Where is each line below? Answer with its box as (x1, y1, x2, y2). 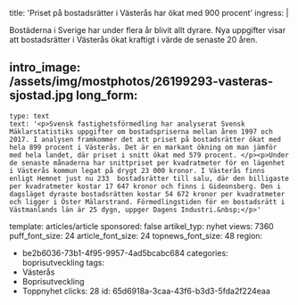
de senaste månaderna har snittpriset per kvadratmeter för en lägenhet (9, 158, 286, 168)
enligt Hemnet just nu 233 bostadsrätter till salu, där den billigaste (9, 174, 290, 183)
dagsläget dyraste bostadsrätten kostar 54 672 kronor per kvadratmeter (9, 189, 286, 199)
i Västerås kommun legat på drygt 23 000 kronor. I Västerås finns (9, 166, 266, 175)
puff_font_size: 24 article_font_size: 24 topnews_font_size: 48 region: (9, 230, 263, 241)
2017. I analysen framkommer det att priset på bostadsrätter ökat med (9, 135, 281, 144)
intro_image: (9, 60, 81, 75)
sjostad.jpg (9, 88, 74, 103)
